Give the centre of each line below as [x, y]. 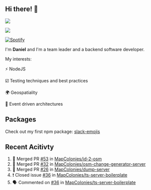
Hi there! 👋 [22, 9]
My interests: [19, 59]
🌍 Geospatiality [22, 92]
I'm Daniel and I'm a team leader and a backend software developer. [75, 49]
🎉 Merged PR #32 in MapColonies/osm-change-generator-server [79, 164]
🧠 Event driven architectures [34, 104]
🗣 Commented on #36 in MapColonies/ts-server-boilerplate [74, 183]
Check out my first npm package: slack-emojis [53, 131]
